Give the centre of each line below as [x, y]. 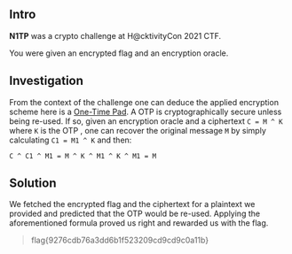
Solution [33, 184]
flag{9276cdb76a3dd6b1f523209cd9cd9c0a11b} [120, 240]
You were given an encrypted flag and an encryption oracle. [119, 53]
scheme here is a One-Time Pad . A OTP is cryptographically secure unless [146, 112]
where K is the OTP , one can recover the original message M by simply [138, 130]
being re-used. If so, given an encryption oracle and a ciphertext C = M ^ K [146, 121]
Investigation [47, 81]
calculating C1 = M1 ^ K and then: [71, 140]
